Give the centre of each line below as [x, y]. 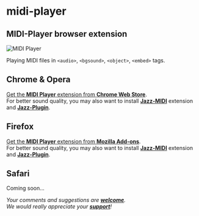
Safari [18, 173]
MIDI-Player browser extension [67, 34]
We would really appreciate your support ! [59, 207]
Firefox [20, 127]
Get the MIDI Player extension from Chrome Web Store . [77, 94]
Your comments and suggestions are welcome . [66, 200]
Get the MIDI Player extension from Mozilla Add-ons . [74, 141]
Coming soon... [25, 188]
